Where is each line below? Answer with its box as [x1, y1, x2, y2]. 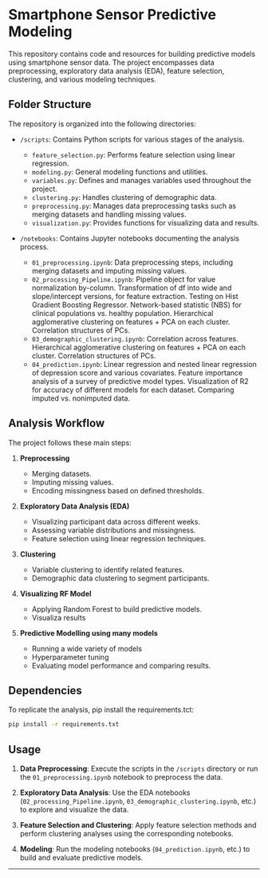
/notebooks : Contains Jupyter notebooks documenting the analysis [19, 233, 240, 243]
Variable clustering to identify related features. [31, 565, 185, 574]
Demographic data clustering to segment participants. [31, 573, 210, 583]
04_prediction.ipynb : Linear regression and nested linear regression [31, 359, 258, 369]
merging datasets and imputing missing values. [31, 265, 187, 275]
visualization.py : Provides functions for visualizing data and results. [31, 218, 259, 227]
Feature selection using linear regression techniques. [31, 533, 207, 543]
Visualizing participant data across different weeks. [31, 517, 201, 526]
